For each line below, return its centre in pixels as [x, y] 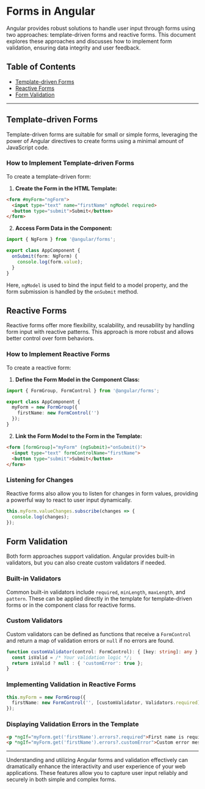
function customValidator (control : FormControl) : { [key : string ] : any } [102, 652]
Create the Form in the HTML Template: [66, 188]
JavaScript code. [28, 147]
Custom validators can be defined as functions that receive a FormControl [99, 634]
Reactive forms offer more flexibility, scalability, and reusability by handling [101, 325]
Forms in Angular [51, 11]
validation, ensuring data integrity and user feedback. [74, 48]
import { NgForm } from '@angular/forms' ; [61, 240]
